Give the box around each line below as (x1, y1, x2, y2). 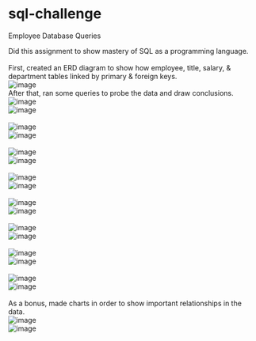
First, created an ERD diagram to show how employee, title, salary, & (8, 63, 231, 72)
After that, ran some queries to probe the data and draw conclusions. (8, 88, 234, 97)
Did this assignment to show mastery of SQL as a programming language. (8, 46, 249, 55)
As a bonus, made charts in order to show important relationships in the (8, 298, 242, 308)
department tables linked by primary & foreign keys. (8, 71, 178, 81)
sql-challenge (8, 5, 101, 23)
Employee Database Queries (8, 31, 101, 40)
